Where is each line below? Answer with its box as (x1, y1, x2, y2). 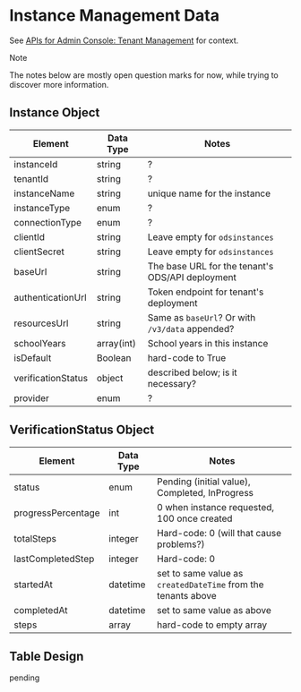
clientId (13, 230, 45, 243)
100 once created (156, 512, 233, 525)
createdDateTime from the (156, 578, 264, 591)
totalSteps (13, 532, 56, 544)
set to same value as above (156, 603, 271, 616)
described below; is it (147, 366, 237, 379)
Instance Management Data (9, 5, 219, 26)
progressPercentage (13, 507, 100, 519)
